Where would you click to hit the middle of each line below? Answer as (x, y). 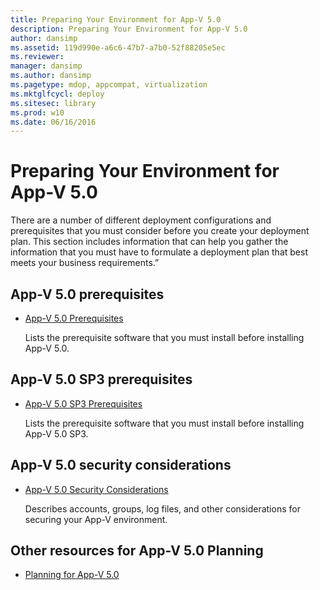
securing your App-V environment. (96, 519)
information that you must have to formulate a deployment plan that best (159, 252)
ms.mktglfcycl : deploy (57, 94)
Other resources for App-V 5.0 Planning (137, 551)
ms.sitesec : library (53, 103)
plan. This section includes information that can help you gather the (149, 242)
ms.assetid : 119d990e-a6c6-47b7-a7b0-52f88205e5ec (118, 47)
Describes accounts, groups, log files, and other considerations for (162, 508)
